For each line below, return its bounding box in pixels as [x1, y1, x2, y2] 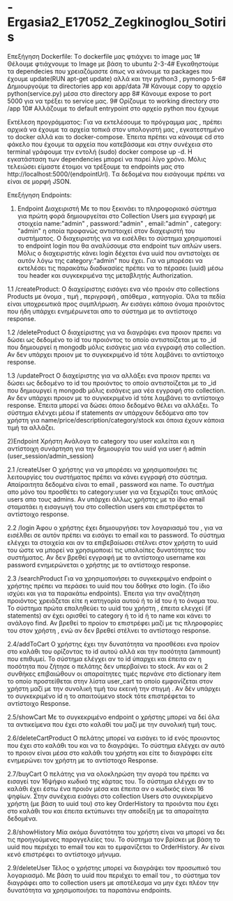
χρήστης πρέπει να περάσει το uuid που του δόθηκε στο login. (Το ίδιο [7, 581, 211, 590]
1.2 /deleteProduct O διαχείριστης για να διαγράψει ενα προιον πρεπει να [7, 328, 222, 336]
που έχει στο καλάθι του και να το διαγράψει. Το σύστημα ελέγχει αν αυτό [7, 741, 225, 749]
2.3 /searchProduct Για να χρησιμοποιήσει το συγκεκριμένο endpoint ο [7, 574, 212, 583]
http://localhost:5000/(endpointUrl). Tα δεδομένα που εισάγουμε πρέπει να [7, 169, 225, 178]
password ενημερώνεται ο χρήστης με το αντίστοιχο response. [7, 560, 190, 569]
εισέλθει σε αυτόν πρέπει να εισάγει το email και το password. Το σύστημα [7, 531, 225, 539]
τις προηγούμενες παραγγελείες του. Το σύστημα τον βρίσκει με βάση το [7, 835, 221, 844]
